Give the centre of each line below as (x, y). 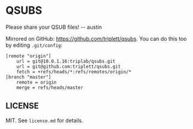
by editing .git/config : (34, 45)
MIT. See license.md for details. (45, 120)
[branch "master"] (28, 77)
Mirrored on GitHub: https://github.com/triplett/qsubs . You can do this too (96, 38)
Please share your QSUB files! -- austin (54, 27)
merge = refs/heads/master (50, 88)
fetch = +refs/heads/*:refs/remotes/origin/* (74, 72)
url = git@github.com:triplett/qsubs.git (68, 67)
